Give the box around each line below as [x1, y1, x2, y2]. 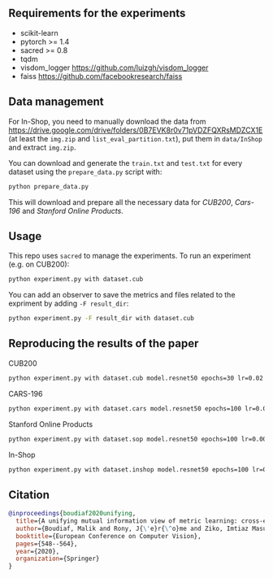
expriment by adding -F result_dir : [8, 298, 129, 308]
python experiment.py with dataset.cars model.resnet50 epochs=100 [8, 404, 242, 413]
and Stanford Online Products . [21, 206, 123, 215]
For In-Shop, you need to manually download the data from [8, 116, 206, 126]
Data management [8, 95, 104, 109]
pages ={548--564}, [15, 540, 79, 548]
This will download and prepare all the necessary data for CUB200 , [8, 197, 233, 206]
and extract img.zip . [8, 142, 76, 152]
